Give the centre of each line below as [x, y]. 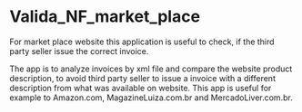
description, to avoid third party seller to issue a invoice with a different [142, 78]
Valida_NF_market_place [105, 17]
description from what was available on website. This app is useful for [141, 88]
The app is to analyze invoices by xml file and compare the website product [151, 69]
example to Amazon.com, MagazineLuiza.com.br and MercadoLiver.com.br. [151, 98]
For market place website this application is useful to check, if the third [142, 42]
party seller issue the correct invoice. [79, 51]
